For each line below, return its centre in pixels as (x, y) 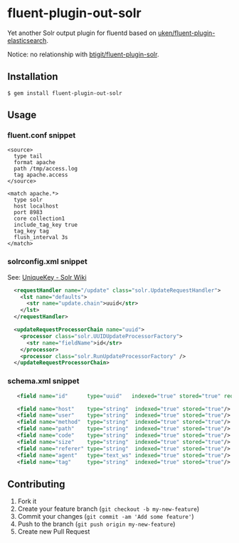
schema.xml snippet (43, 381)
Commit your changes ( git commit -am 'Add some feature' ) (106, 517)
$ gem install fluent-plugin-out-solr (65, 93)
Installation (33, 77)
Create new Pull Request (54, 532)
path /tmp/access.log (46, 169)
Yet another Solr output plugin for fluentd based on (82, 33)
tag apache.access (41, 175)
